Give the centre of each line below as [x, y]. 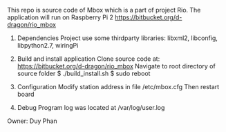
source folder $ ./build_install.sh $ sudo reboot [84, 73]
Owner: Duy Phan [32, 121]
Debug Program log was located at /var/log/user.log [91, 107]
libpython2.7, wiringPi [48, 45]
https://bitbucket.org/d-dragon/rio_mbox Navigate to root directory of [116, 66]
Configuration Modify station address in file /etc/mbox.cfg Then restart [118, 87]
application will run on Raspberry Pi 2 [60, 17]
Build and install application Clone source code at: [88, 59]
